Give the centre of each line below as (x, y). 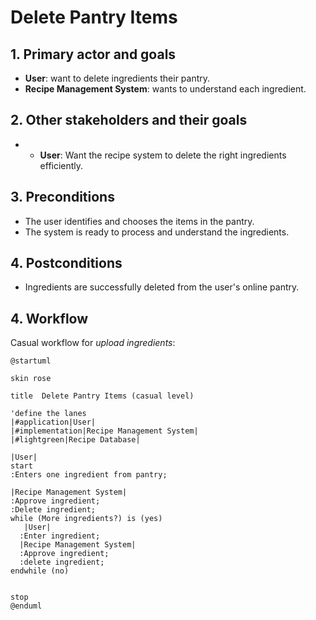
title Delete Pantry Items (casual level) (102, 396)
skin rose (31, 379)
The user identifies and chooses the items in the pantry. (139, 221)
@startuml (31, 361)
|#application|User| (53, 422)
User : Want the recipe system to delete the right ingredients (163, 155)
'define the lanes (48, 414)
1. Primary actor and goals (93, 54)
